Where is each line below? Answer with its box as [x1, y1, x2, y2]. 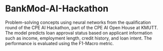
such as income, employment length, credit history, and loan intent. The [5, 35, 152, 41]
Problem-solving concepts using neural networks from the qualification [5, 19, 151, 25]
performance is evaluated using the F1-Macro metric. [5, 40, 114, 46]
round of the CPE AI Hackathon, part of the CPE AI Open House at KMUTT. [5, 24, 158, 30]
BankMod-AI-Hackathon [5, 3, 108, 14]
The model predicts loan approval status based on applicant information [5, 30, 153, 36]
